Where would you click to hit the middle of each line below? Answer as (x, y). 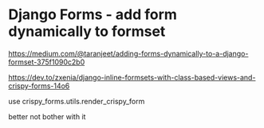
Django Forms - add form (93, 15)
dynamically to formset (87, 31)
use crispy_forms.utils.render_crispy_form (77, 101)
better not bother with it (47, 116)
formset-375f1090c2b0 (47, 62)
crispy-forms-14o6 (39, 86)
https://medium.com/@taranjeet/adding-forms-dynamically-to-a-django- (128, 53)
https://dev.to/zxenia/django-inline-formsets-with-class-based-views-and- (132, 77)
